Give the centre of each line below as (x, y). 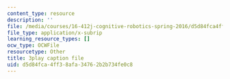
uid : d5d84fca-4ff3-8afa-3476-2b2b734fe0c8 (70, 65)
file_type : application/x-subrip (55, 33)
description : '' (30, 20)
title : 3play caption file (46, 58)
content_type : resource (41, 13)
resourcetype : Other (37, 52)
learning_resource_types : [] (49, 39)
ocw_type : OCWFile (33, 45)
